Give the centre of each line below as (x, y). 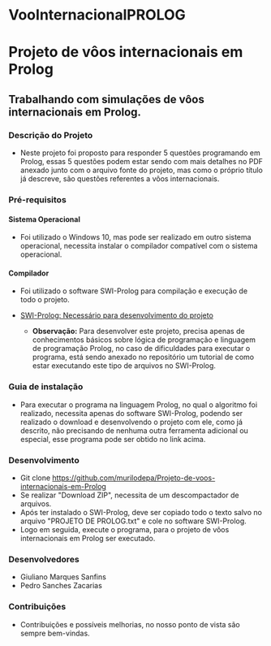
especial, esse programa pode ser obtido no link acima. (113, 439)
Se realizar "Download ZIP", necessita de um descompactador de (129, 495)
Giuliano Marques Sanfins (63, 577)
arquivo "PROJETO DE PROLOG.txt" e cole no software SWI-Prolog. (133, 521)
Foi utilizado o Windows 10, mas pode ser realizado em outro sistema (135, 237)
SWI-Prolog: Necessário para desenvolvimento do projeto (116, 315)
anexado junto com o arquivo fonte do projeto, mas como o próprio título (142, 170)
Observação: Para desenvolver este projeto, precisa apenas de (138, 332)
